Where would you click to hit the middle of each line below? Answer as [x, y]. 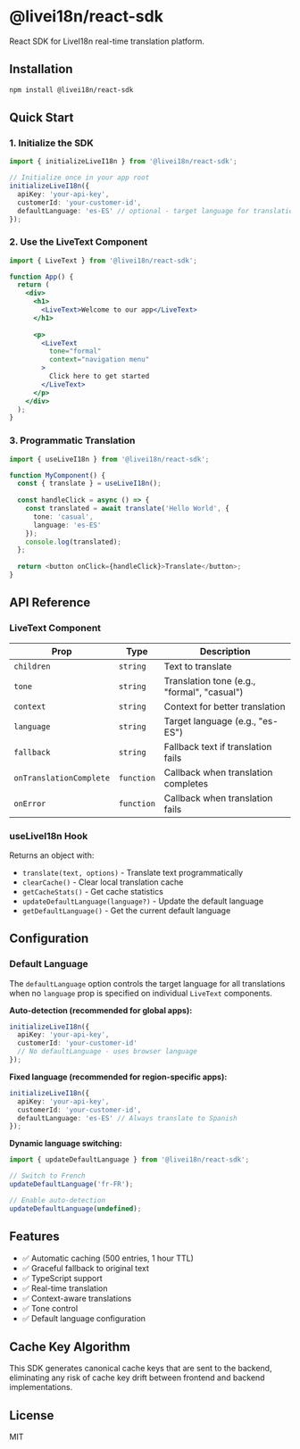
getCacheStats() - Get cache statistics [92, 891]
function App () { [42, 277]
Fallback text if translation [218, 746]
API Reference [50, 603]
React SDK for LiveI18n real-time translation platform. [107, 41]
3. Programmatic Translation [72, 441]
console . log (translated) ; [74, 542]
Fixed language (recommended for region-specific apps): [118, 1077]
